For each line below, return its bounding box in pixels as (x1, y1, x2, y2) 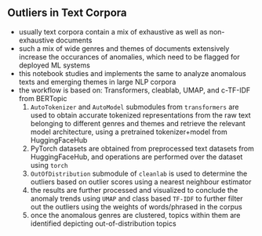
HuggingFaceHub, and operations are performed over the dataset (30, 152, 243, 162)
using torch (30, 160, 68, 169)
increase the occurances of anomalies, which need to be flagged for (18, 52, 240, 61)
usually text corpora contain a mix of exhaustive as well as (18, 27, 208, 36)
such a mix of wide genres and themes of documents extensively (18, 43, 230, 53)
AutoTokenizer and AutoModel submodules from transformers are (30, 102, 239, 111)
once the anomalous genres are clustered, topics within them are (30, 210, 241, 220)
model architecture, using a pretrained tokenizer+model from (30, 127, 228, 136)
